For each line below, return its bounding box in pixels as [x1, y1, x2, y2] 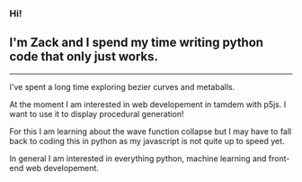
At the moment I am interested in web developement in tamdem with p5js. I [9, 98, 287, 110]
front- [268, 152, 290, 164]
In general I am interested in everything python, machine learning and [9, 152, 267, 164]
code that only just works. [9, 49, 159, 65]
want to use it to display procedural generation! [9, 108, 184, 119]
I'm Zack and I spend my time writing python [9, 35, 263, 50]
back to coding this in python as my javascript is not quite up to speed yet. [9, 135, 285, 146]
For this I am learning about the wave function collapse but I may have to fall [9, 125, 292, 137]
